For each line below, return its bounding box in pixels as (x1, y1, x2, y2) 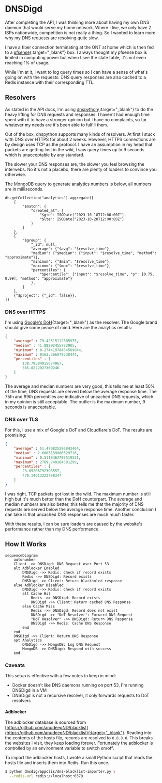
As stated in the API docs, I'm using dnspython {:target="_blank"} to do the (5, 106, 153, 112)
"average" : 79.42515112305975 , (14, 338, 79, 343)
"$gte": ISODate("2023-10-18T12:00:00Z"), (39, 212, 127, 217)
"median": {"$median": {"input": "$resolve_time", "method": (30, 251, 157, 256)
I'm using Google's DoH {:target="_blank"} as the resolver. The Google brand (5, 320, 158, 325)
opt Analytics (14, 638, 42, 643)
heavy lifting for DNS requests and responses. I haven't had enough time (5, 112, 150, 117)
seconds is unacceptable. (5, 404, 57, 410)
